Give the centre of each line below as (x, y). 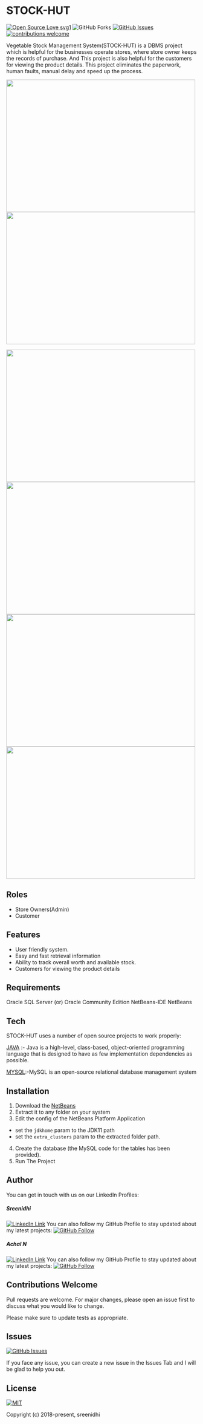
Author (20, 1180)
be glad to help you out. (36, 1369)
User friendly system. (42, 949)
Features (23, 935)
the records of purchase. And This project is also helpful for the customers (99, 58)
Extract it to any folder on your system (63, 1112)
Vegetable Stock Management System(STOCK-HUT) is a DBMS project (94, 45)
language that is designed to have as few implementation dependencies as (99, 1054)
